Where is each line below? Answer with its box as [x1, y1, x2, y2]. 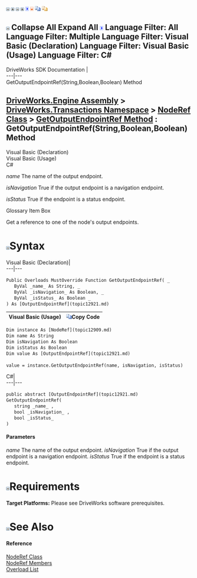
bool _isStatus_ [14, 415, 54, 421]
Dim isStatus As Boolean [6, 345, 67, 351]
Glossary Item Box [6, 207, 51, 214]
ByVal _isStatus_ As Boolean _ [14, 295, 91, 301]
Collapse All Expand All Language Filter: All [11, 23, 179, 33]
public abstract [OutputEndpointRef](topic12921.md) [6, 391, 139, 397]
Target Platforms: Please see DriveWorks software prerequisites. [6, 499, 165, 506]
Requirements [9, 480, 80, 493]
